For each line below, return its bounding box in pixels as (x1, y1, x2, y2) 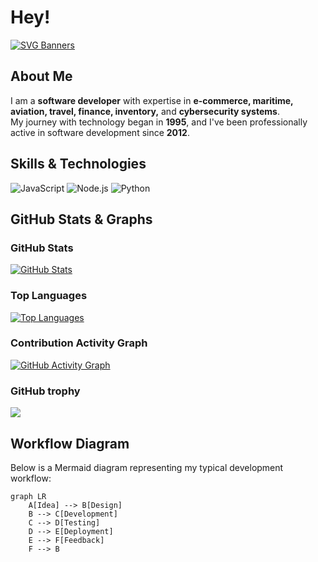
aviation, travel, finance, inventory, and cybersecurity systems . (10, 105, 280, 117)
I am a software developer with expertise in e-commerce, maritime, (10, 94, 294, 106)
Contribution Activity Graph (10, 336, 148, 350)
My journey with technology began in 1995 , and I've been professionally (10, 116, 308, 128)
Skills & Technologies (10, 156, 147, 173)
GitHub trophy (10, 384, 81, 398)
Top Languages (10, 289, 88, 303)
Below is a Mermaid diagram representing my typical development (10, 461, 284, 473)
